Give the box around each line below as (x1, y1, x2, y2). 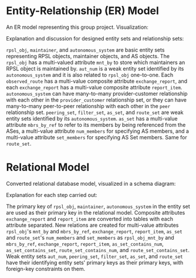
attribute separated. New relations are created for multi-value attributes (6, 222, 179, 229)
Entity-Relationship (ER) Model (6, 4, 160, 18)
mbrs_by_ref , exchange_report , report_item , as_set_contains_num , (6, 240, 164, 247)
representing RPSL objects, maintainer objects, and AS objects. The (6, 52, 170, 59)
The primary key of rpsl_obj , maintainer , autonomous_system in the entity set (6, 203, 191, 210)
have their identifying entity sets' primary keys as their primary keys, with (6, 259, 184, 266)
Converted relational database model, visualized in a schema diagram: (6, 180, 176, 187)
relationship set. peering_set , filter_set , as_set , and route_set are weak (6, 109, 184, 116)
